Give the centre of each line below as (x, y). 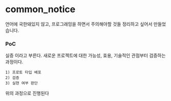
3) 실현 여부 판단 (22, 83)
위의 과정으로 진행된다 (27, 93)
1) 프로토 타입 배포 (23, 73)
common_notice (40, 9)
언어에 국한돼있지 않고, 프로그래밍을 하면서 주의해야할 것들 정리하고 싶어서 (79, 24)
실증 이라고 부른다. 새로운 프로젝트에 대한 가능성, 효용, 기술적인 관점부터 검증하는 (86, 56)
